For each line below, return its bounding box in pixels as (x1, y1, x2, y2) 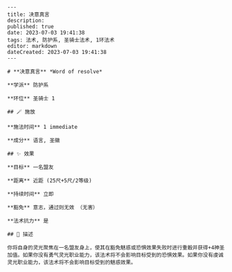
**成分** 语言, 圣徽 (7, 137, 60, 144)
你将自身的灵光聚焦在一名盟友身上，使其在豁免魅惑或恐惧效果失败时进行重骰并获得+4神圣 (7, 244, 225, 251)
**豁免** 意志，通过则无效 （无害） (7, 204, 98, 211)
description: (7, 17, 45, 24)
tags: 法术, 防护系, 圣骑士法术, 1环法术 (7, 37, 115, 44)
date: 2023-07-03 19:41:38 (7, 29, 85, 36)
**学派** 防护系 (7, 82, 49, 89)
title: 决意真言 (7, 11, 50, 18)
